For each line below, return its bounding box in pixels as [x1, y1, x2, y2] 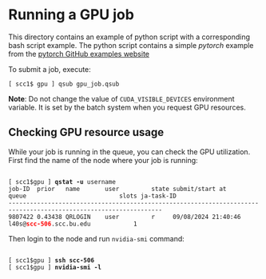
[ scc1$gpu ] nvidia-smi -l [8, 263, 102, 271]
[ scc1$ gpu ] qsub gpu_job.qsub [8, 80, 120, 88]
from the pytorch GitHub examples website [8, 49, 150, 58]
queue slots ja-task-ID [8, 192, 177, 200]
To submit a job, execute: [8, 64, 92, 74]
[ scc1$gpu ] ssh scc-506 [8, 256, 94, 265]
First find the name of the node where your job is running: [8, 155, 198, 165]
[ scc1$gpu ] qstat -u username [8, 177, 116, 185]
